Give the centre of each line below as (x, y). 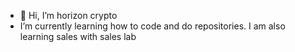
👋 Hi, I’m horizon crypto (68, 15)
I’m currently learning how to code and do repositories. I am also (152, 26)
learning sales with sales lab (78, 36)
